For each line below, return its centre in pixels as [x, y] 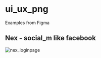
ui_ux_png [27, 9]
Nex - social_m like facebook [50, 38]
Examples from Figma [27, 23]
